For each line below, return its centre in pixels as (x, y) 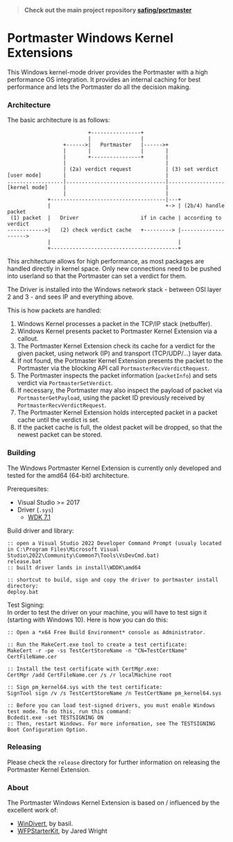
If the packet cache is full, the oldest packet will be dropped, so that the (120, 428)
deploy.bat (23, 592)
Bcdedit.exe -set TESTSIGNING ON (55, 718)
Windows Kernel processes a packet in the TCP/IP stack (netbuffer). (115, 324)
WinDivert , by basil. (45, 824)
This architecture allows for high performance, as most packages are (106, 261)
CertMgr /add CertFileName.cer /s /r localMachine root (89, 675)
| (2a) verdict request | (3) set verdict (140, 170)
